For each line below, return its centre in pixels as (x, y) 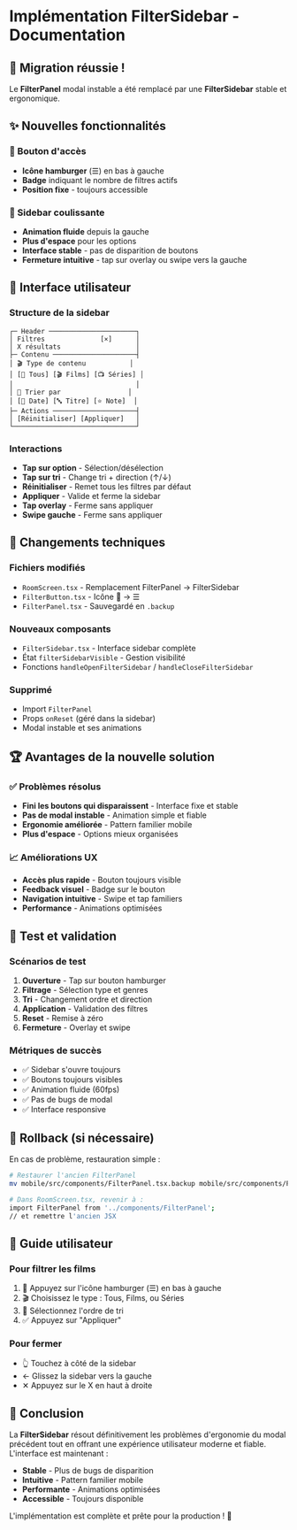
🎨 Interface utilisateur (70, 288)
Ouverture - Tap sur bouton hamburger (94, 980)
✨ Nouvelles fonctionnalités (88, 126)
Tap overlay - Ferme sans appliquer (88, 505)
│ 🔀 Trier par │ (71, 392)
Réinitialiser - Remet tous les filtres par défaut (107, 486)
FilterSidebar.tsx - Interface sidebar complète (109, 648)
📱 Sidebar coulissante (57, 212)
